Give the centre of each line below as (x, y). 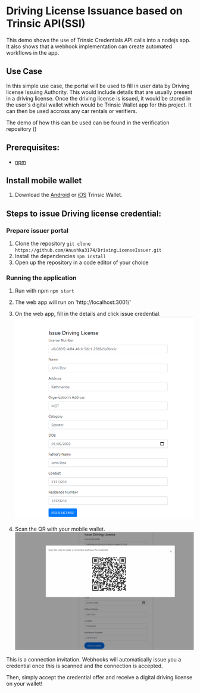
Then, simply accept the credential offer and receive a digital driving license (99, 678)
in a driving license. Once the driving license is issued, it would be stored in (99, 98)
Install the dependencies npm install (60, 256)
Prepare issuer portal (37, 230)
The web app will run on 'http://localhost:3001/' (73, 302)
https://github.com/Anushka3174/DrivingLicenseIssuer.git (88, 250)
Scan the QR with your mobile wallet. (60, 529)
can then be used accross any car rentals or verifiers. (72, 111)
